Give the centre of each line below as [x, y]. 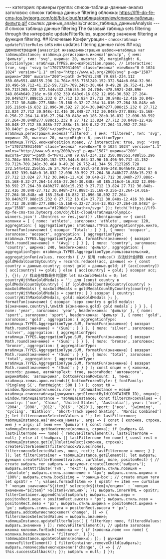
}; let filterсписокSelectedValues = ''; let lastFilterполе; [71, 416]
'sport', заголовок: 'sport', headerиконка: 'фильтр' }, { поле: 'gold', [83, 315]
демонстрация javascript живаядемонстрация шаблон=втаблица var [75, 50]
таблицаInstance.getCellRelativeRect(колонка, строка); [64, 442]
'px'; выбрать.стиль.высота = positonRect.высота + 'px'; [67, 508]
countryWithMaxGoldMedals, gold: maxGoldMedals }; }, [62, 298]
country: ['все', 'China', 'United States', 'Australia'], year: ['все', [83, 403]
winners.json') [21, 217]
